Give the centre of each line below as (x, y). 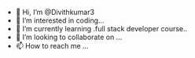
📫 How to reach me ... (52, 46)
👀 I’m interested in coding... (60, 20)
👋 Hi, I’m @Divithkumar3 (55, 12)
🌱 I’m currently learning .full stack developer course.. (101, 29)
